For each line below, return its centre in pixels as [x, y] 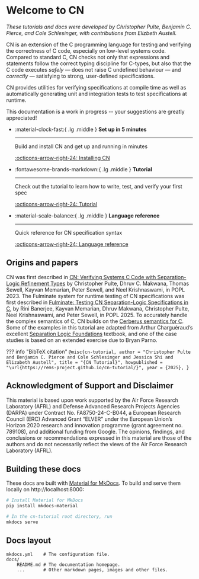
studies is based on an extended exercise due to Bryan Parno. [82, 340]
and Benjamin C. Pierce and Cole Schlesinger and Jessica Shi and [90, 357]
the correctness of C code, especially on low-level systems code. [86, 50]
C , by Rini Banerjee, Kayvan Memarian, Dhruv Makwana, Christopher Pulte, [98, 308]
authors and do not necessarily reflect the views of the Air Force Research [97, 444]
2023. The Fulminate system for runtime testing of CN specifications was [95, 296]
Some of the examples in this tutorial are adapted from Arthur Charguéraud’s [99, 327]
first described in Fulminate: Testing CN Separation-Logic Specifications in [97, 302]
